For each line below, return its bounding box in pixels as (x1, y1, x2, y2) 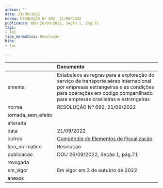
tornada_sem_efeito (7, 111, 52, 118)
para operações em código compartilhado (57, 89, 153, 96)
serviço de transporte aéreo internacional (57, 77, 151, 84)
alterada (7, 120, 27, 126)
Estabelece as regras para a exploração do (57, 71, 155, 78)
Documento (57, 63, 85, 70)
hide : (5, 39, 16, 44)
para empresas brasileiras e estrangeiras (57, 96, 150, 103)
